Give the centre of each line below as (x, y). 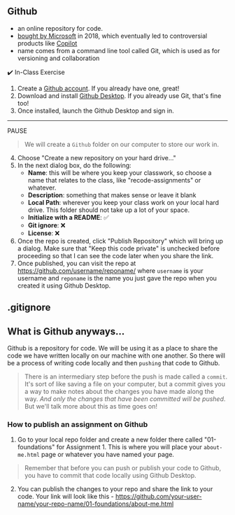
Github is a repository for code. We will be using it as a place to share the (113, 348)
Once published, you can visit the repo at (77, 263)
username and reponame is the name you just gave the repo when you (117, 278)
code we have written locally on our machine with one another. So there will (116, 355)
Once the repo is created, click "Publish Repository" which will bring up (120, 241)
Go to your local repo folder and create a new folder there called (110, 439)
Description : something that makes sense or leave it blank (112, 195)
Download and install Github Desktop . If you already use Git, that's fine (119, 96)
